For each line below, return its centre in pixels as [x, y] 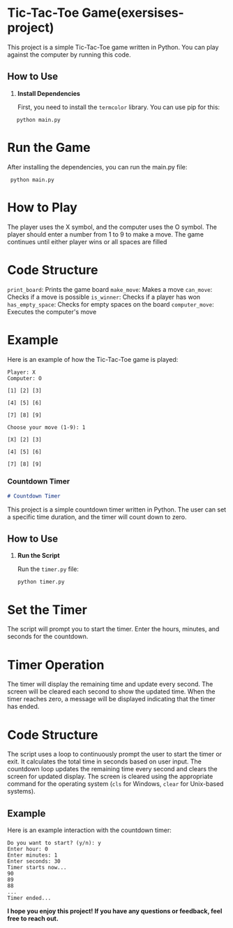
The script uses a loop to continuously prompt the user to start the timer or [114, 754]
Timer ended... [29, 898]
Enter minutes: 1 [32, 855]
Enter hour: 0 [28, 849]
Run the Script [39, 556]
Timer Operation [56, 665]
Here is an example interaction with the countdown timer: [90, 830]
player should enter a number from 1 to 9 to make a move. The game [106, 234]
